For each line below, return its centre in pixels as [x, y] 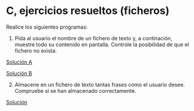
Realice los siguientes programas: [47, 27]
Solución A [19, 62]
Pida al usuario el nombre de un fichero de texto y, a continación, [93, 38]
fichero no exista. [36, 50]
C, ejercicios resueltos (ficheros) [88, 11]
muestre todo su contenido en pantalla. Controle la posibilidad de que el [102, 44]
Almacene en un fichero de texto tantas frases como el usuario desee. [100, 84]
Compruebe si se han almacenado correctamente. [75, 91]
